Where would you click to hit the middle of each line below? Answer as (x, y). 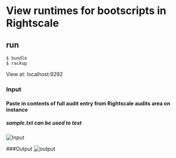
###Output (19, 149)
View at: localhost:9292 (34, 74)
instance (17, 109)
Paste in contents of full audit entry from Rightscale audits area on (88, 103)
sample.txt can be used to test (44, 123)
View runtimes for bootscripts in (86, 11)
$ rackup (17, 63)
